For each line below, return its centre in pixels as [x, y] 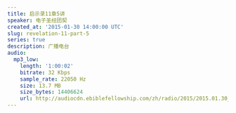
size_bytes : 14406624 [51, 92]
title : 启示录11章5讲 [36, 14]
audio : [17, 53]
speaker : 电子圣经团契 [37, 20]
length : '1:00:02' [47, 66]
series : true [26, 40]
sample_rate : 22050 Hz [53, 79]
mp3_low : [26, 60]
